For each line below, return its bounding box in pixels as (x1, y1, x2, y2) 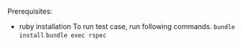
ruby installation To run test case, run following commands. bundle (18, 22, 235, 31)
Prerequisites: (7, 7, 53, 16)
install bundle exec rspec (18, 31, 107, 39)
